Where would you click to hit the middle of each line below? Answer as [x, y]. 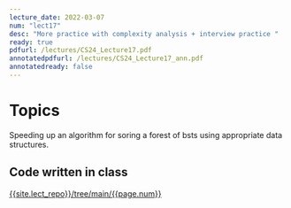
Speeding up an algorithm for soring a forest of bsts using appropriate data [146, 135]
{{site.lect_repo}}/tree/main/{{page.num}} [85, 193]
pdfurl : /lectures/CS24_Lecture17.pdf [80, 50]
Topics [34, 111]
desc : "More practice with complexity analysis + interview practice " [144, 34]
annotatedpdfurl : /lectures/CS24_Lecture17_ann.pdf [106, 58]
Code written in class [69, 172]
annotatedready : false [51, 67]
